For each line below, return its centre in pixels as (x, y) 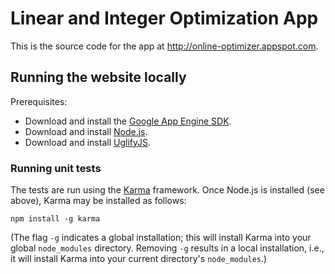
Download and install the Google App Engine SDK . (128, 121)
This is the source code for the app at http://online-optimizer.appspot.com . (164, 46)
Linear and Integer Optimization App (164, 18)
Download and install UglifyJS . (87, 142)
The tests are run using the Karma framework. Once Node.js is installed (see (167, 190)
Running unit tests (56, 168)
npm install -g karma (55, 219)
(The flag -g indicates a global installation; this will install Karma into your (161, 238)
